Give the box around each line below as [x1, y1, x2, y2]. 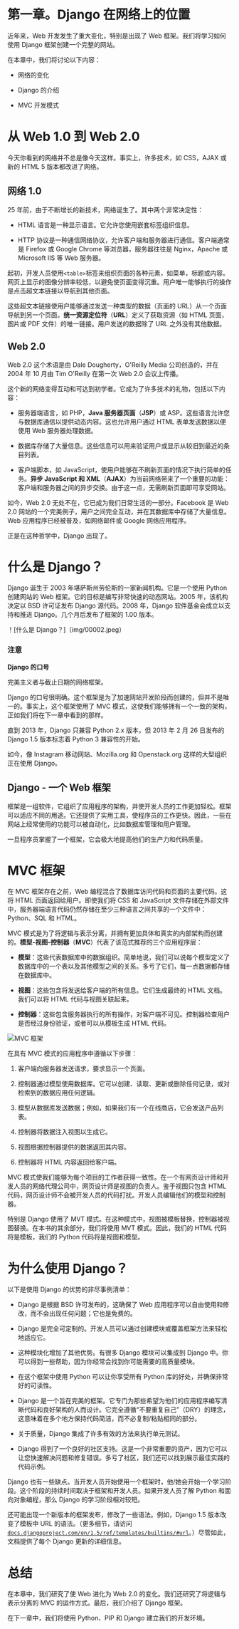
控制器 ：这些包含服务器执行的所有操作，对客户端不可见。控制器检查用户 [17, 1010, 230, 1019]
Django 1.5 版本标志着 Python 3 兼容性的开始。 [7, 734, 144, 743]
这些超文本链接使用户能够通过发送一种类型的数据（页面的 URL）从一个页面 [7, 301, 228, 310]
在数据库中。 [17, 971, 55, 979]
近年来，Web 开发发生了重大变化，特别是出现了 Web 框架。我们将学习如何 [7, 31, 226, 40]
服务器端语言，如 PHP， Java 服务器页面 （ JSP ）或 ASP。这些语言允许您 [17, 408, 230, 417]
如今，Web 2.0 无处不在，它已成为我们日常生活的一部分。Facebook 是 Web [7, 498, 229, 506]
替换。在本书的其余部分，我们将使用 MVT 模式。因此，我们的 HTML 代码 [13, 1224, 228, 1232]
